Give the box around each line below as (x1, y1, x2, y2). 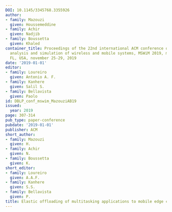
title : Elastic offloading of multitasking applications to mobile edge (5, 199, 164, 204)
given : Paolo (10, 94, 38, 99)
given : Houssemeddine (10, 22, 56, 27)
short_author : (5, 132, 36, 137)
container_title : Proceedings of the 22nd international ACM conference (5, 46, 164, 51)
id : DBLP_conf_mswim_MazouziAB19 (5, 98, 77, 103)
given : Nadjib (10, 31, 40, 37)
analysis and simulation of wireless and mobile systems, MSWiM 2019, (10, 50, 164, 56)
